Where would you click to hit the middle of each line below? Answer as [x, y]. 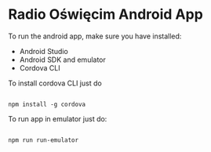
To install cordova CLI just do [55, 83]
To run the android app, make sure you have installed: [95, 36]
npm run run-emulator [44, 140]
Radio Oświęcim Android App [106, 14]
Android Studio [44, 51]
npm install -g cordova [47, 104]
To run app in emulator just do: [58, 118]
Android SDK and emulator [62, 60]
